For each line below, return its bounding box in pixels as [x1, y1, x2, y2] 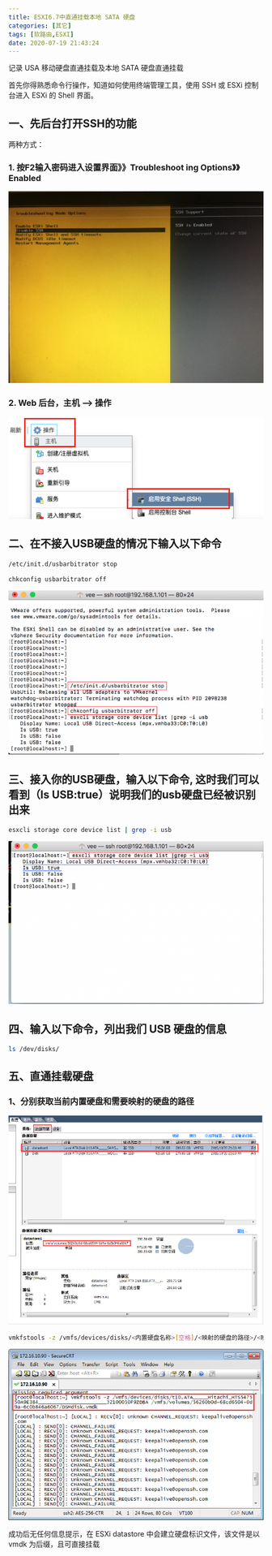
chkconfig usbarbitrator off [8, 575, 107, 584]
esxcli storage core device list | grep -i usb [8, 825, 172, 834]
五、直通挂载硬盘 [8, 1070, 94, 1084]
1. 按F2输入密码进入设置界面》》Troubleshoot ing [8, 162, 199, 173]
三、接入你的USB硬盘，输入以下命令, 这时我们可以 [8, 772, 260, 787]
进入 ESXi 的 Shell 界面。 [15, 90, 99, 101]
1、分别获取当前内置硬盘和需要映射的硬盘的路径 [8, 1096, 194, 1107]
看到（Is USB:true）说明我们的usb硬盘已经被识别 [8, 787, 257, 801]
